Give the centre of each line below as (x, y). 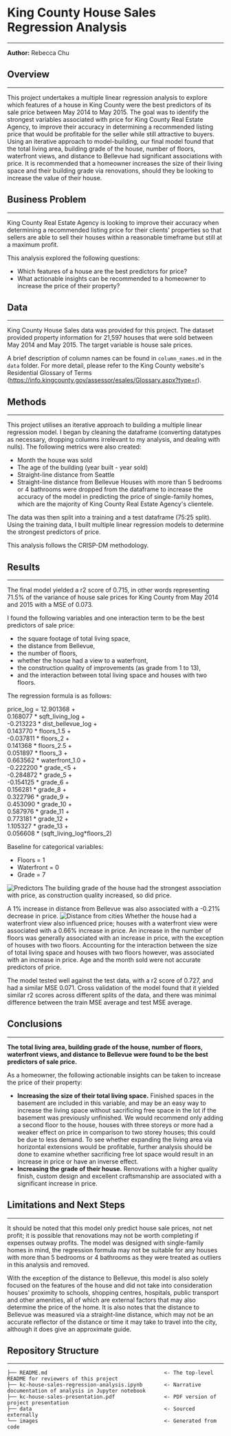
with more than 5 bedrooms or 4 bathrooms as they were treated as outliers (114, 1257)
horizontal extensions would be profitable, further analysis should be (114, 1146)
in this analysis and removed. (48, 1265)
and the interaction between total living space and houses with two (112, 675)
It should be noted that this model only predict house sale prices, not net (110, 1228)
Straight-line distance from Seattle (66, 475)
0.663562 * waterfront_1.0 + (47, 760)
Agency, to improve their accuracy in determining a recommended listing (110, 127)
